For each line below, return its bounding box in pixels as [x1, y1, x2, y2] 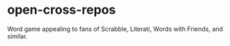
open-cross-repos [7, 2, 116, 18]
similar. [7, 32, 28, 40]
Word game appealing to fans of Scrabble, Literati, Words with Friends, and [7, 25, 223, 33]
